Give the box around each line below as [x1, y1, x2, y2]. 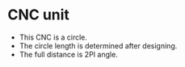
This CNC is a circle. [19, 32, 88, 42]
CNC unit [7, 6, 70, 24]
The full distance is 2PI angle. [19, 49, 118, 59]
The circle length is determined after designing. [19, 40, 178, 50]
